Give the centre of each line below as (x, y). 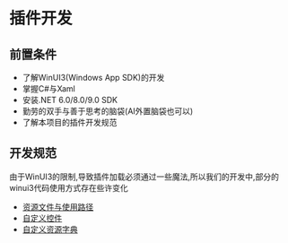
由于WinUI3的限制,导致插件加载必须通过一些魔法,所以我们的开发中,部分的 (144, 177)
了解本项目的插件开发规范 (70, 122)
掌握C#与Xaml (49, 89)
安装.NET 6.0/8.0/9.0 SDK (70, 100)
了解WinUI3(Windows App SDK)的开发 (93, 78)
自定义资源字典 (50, 229)
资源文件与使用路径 (58, 206)
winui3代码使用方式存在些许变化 (69, 187)
